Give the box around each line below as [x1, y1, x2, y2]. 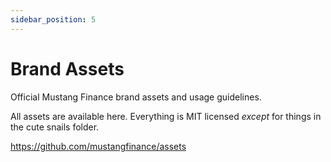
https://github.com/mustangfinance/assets [10, 140, 187, 152]
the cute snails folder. [10, 121, 100, 133]
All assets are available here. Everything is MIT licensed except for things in [10, 110, 322, 122]
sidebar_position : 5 [10, 14, 97, 25]
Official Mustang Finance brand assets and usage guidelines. [10, 91, 262, 103]
